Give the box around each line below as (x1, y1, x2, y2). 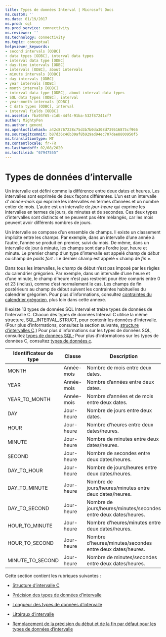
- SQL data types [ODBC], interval (5, 95, 79, 100)
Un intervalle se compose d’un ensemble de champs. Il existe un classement (5, 229, 161, 235)
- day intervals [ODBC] (5, 76, 54, 81)
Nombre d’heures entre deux (86, 421, 154, 428)
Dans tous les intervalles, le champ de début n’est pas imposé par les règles (5, 265, 160, 271)
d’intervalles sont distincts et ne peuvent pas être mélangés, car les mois (5, 214, 154, 220)
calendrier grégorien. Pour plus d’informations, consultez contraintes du (5, 291, 152, 297)
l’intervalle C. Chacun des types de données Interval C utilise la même (5, 311, 148, 317)
